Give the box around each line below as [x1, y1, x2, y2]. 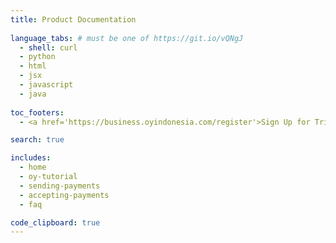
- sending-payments [19, 181, 101, 191]
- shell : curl [19, 42, 78, 53]
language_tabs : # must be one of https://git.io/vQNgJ [10, 33, 244, 43]
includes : [10, 153, 52, 163]
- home [19, 162, 47, 173]
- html [19, 61, 47, 71]
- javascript [19, 80, 74, 90]
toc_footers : [10, 107, 65, 118]
